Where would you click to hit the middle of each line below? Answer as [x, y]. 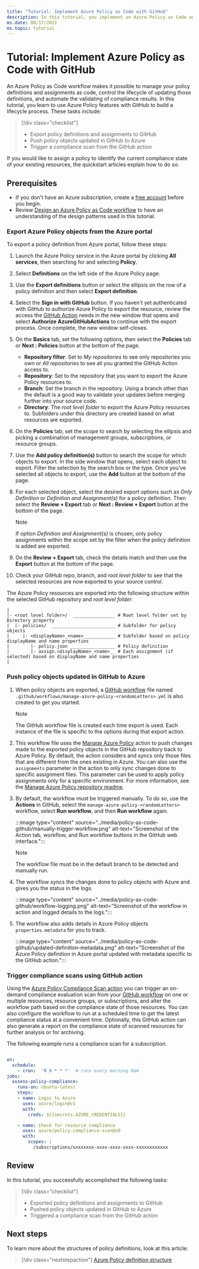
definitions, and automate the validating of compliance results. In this [91, 99]
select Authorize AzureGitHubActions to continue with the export [96, 322]
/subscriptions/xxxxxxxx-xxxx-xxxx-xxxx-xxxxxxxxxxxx [100, 1147]
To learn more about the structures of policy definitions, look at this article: [97, 1248]
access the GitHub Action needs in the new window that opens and [97, 315]
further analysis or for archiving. [46, 1032]
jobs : [13, 1076]
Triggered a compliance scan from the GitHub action [94, 1215]
